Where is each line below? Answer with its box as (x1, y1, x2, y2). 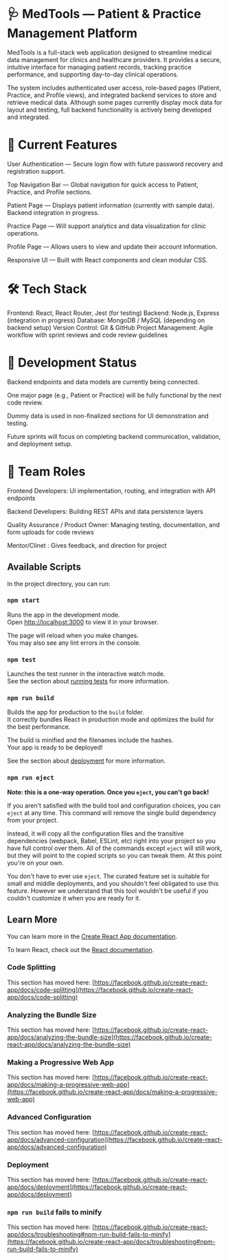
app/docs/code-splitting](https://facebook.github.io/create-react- (7, 985, 194, 993)
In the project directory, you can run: (7, 579, 111, 588)
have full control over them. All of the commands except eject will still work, (7, 844, 222, 852)
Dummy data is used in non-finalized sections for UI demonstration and (7, 411, 209, 420)
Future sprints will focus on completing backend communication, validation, (7, 432, 221, 440)
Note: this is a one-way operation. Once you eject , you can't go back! (7, 787, 209, 796)
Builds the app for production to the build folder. (7, 708, 145, 716)
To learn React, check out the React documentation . (7, 945, 154, 953)
